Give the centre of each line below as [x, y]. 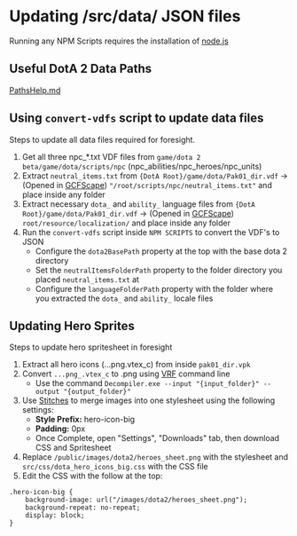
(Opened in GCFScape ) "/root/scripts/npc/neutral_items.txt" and [147, 185]
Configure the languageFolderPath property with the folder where [154, 288]
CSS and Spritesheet [73, 448]
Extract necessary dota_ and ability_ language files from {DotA [138, 204]
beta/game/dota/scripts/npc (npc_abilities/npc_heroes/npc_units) [142, 166]
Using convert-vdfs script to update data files [137, 118]
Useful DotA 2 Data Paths [81, 69]
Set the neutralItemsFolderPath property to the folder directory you [159, 270]
